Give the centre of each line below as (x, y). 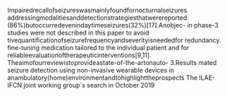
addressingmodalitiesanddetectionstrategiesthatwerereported (97, 18)
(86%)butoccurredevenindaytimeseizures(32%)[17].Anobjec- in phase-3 (113, 25)
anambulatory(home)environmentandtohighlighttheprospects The (103, 78)
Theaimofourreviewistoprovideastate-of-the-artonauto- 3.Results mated (112, 62)
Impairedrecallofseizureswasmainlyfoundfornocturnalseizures (97, 10)
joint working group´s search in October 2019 (89, 85)
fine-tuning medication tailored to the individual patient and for (98, 48)
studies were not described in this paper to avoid (78, 32)
